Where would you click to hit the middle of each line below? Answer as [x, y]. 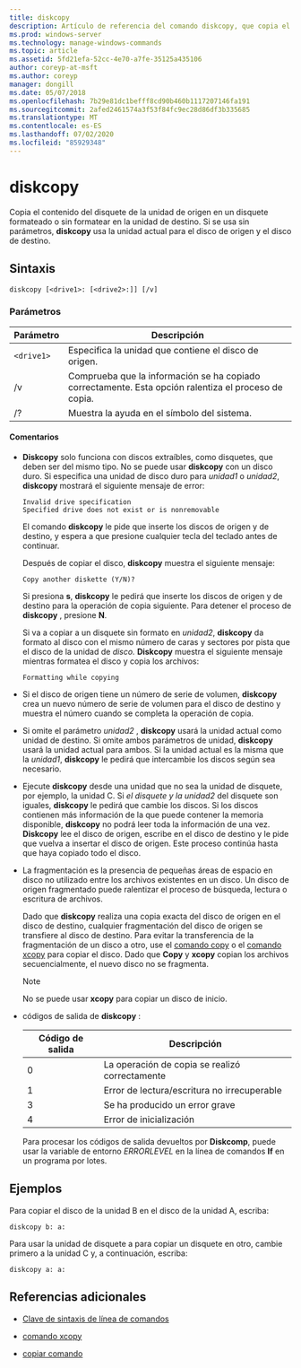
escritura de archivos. [62, 899]
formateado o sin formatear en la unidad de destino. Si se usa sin [129, 222]
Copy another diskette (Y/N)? [79, 579]
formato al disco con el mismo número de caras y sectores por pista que [156, 642]
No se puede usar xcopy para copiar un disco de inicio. [125, 998]
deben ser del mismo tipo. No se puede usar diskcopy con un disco [147, 466]
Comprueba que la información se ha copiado [164, 376]
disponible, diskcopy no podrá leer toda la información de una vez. [146, 824]
